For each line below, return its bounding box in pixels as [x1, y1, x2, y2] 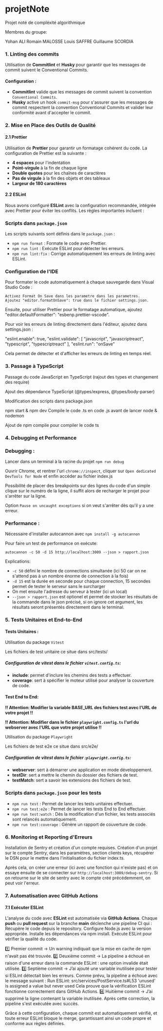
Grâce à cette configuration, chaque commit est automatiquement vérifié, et [5, 1010, 157, 1016]
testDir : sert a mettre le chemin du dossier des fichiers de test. [12, 772, 139, 778]
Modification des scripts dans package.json [5, 398, 93, 404]
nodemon [5, 413, 24, 419]
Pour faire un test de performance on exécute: [5, 541, 98, 547]
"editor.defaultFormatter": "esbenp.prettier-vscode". [5, 312, 110, 318]
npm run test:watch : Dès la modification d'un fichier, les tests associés [12, 811, 156, 817]
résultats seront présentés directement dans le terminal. [12, 604, 125, 610]
